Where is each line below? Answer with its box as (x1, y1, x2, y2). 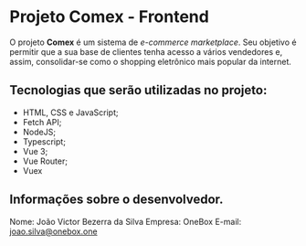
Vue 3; (22, 145, 48, 156)
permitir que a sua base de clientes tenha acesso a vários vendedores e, (9, 46, 283, 57)
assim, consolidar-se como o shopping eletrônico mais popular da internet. (9, 56, 292, 67)
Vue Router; (22, 155, 69, 166)
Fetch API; (22, 116, 62, 127)
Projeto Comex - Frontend (9, 6, 210, 27)
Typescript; (22, 135, 67, 147)
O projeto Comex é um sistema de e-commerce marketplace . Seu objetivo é (9, 37, 297, 48)
